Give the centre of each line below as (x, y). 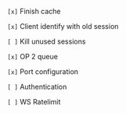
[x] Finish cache (34, 11)
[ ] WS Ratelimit (34, 102)
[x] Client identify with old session (63, 26)
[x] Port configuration (43, 72)
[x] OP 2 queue (32, 56)
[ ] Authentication (37, 87)
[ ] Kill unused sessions (47, 41)
